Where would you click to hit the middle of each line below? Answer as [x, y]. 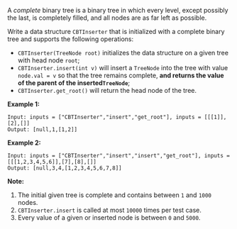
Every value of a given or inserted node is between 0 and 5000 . [109, 218]
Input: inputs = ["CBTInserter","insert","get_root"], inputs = [104, 117]
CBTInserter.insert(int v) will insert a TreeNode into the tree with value [123, 68]
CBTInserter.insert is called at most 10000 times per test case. [110, 210]
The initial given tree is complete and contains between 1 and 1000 [114, 195]
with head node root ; [49, 60]
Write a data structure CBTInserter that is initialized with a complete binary [116, 32]
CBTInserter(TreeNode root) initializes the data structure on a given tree [123, 53]
